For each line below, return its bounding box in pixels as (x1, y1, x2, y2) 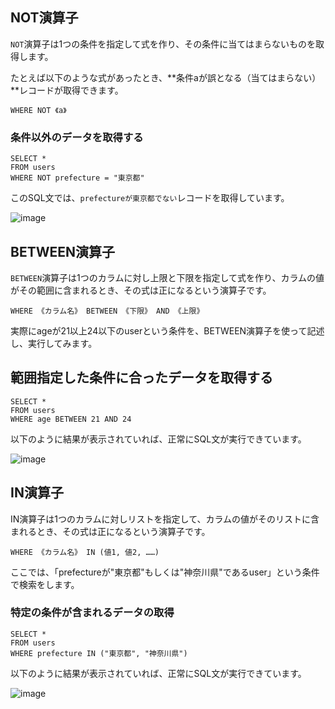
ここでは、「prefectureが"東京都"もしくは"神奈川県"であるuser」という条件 (10, 566, 320, 578)
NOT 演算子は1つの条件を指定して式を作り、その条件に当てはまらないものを (10, 38, 316, 50)
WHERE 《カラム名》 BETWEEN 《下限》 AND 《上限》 (10, 306, 205, 316)
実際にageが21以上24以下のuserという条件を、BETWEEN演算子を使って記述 (10, 324, 325, 337)
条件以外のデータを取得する (10, 130, 144, 144)
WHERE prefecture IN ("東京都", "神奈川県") (10, 648, 188, 658)
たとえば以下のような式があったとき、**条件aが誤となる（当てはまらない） (10, 71, 322, 83)
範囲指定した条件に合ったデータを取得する (10, 369, 273, 387)
